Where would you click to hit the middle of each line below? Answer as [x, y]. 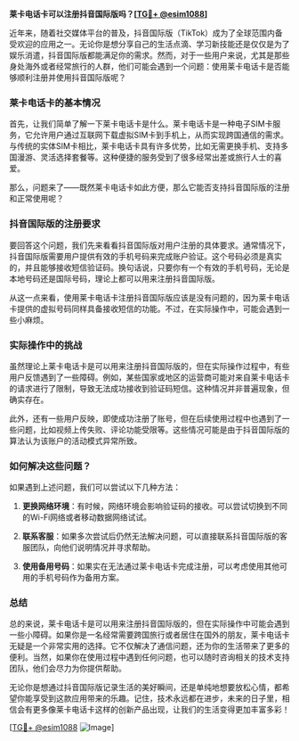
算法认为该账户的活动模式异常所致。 [76, 440]
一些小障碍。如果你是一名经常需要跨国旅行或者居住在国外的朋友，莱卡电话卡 [149, 635]
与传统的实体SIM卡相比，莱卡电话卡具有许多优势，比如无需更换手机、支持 [145, 146]
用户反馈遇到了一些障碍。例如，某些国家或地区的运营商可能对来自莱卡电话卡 [149, 377]
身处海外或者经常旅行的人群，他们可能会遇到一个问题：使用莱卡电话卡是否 [145, 66]
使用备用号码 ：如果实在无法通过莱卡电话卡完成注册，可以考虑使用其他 [151, 566]
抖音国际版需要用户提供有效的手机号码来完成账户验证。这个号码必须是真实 [145, 256]
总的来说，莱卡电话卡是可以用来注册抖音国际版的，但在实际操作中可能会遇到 [149, 624]
